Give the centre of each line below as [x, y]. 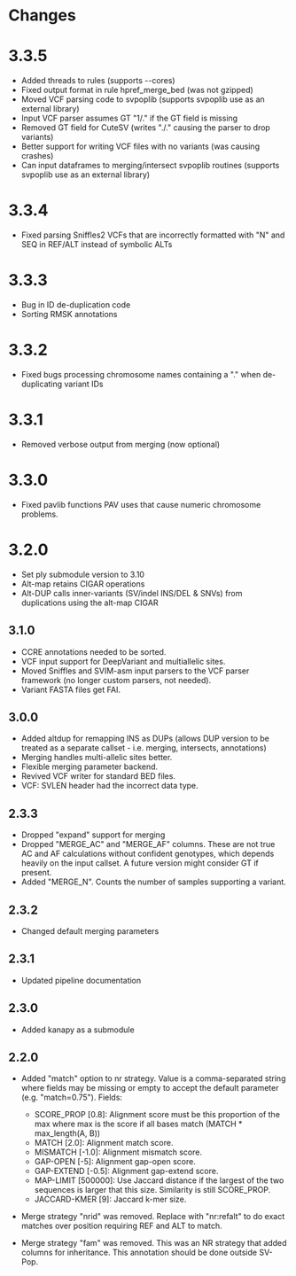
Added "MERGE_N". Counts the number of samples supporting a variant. [154, 882]
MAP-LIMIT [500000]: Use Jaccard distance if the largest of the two [159, 1180]
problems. [39, 514]
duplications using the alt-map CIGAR [90, 603]
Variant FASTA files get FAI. [71, 689]
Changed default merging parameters [90, 931]
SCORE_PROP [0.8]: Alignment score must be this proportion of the [157, 1115]
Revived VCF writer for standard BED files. [98, 776]
